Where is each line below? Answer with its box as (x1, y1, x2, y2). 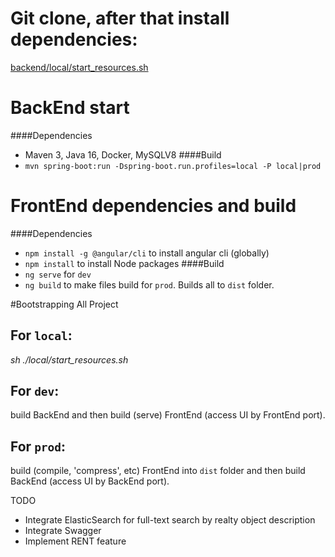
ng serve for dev (24, 268, 92, 280)
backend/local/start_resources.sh (10, 61, 149, 73)
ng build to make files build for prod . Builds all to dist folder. (24, 278, 275, 291)
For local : (10, 327, 73, 344)
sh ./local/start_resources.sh (10, 353, 129, 366)
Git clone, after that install (10, 7, 230, 30)
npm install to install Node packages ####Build (24, 257, 225, 269)
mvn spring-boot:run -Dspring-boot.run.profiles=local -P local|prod (24, 161, 322, 171)
